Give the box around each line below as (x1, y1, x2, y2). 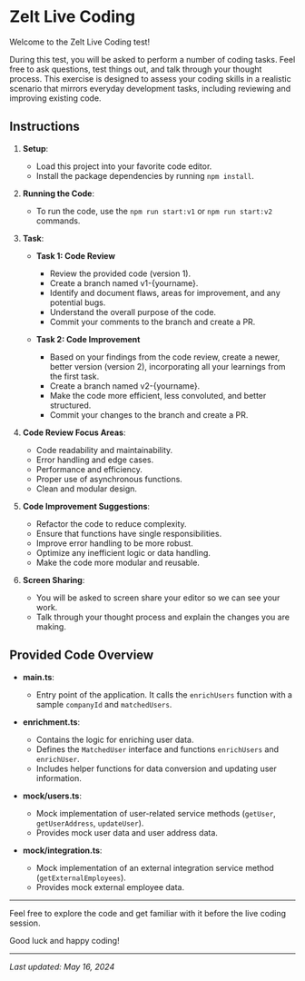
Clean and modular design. (35, 483, 138, 494)
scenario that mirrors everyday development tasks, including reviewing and (9, 83, 291, 94)
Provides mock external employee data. (35, 881, 184, 892)
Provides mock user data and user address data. (35, 827, 218, 837)
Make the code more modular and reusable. (35, 557, 200, 568)
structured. (49, 400, 92, 411)
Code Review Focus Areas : (22, 427, 126, 438)
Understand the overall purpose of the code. (49, 306, 216, 317)
